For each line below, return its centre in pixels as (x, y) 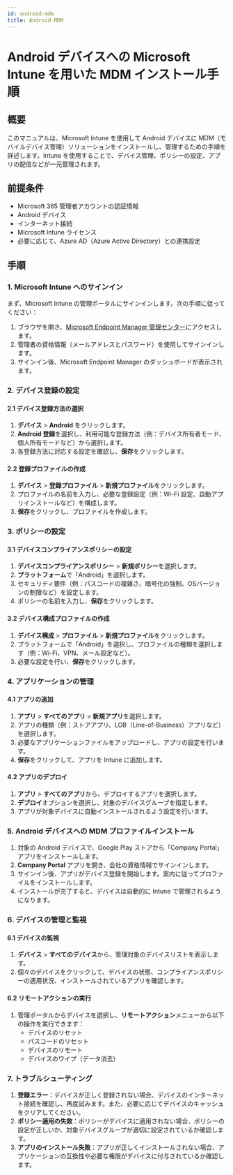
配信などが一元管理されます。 (62, 164)
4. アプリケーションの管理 (50, 681)
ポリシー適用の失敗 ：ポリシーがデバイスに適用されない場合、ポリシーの (121, 1121)
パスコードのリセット (58, 1041)
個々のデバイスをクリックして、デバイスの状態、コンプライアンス (111, 972)
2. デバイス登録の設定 (43, 390)
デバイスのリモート (55, 1050)
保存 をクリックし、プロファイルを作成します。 (84, 512)
